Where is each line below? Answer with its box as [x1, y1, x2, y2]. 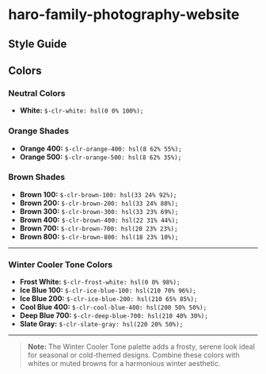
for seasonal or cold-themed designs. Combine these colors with [27, 350, 240, 360]
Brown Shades [8, 172, 66, 183]
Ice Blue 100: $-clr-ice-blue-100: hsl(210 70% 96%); [19, 285, 196, 295]
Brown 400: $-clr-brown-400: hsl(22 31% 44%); [19, 215, 179, 224]
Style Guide [8, 37, 67, 51]
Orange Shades [8, 125, 70, 136]
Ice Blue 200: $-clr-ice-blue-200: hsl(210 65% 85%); [19, 294, 198, 303]
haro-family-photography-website [8, 6, 240, 24]
